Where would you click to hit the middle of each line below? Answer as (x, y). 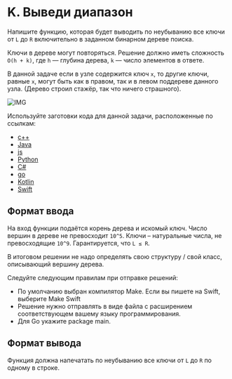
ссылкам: (22, 123)
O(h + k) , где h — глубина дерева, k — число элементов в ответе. (106, 60)
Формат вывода (45, 344)
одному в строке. (34, 367)
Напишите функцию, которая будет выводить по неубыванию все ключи (116, 32)
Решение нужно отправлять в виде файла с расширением (105, 306)
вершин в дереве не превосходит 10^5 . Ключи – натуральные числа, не (115, 235)
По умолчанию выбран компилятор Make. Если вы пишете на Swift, (119, 291)
